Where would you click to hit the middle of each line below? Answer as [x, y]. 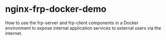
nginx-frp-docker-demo [56, 9]
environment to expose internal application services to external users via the [83, 28]
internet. [14, 33]
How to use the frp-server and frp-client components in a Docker [72, 23]
